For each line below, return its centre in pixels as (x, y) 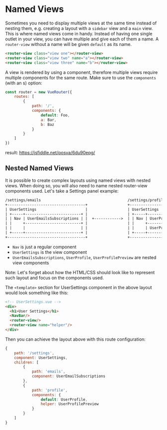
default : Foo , (55, 115)
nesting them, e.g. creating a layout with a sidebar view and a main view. (79, 28)
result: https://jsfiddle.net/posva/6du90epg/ (50, 153)
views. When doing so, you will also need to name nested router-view (76, 185)
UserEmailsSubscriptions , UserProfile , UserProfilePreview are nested (84, 257)
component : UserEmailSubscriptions (69, 376)
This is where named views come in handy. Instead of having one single (79, 33)
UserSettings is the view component (49, 252)
